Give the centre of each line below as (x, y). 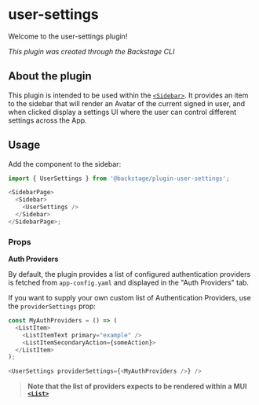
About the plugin (50, 76)
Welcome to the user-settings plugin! (68, 36)
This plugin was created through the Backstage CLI (91, 51)
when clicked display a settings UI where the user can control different (122, 112)
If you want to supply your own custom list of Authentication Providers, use (129, 298)
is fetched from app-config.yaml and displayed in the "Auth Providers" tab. (129, 283)
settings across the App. (48, 120)
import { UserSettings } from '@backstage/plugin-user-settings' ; (119, 179)
